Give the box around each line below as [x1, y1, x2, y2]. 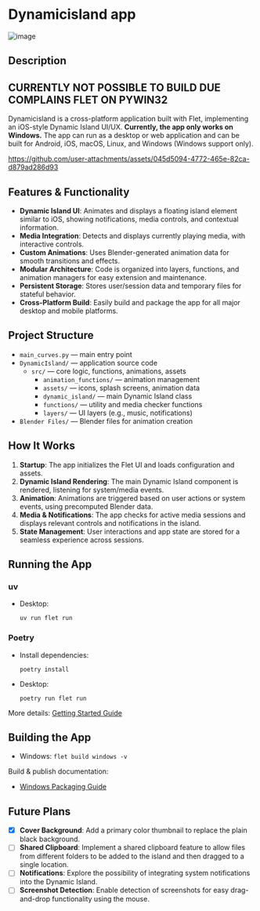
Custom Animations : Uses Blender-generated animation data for [19, 247, 229, 257]
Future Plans [8, 804, 71, 818]
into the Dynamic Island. [19, 877, 98, 887]
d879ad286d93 [8, 162, 59, 172]
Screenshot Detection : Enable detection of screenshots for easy [19, 885, 229, 895]
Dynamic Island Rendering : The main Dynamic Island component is [19, 476, 239, 486]
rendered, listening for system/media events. [19, 485, 164, 494]
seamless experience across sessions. [19, 535, 145, 545]
